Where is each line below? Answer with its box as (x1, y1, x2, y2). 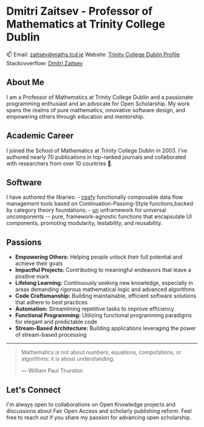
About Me (6, 77, 44, 88)
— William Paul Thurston (21, 367, 83, 375)
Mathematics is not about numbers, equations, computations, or (21, 349, 182, 356)
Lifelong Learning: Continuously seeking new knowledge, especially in (15, 279, 193, 287)
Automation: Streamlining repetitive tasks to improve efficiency (15, 305, 174, 312)
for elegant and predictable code (15, 318, 98, 326)
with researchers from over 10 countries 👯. (6, 160, 113, 167)
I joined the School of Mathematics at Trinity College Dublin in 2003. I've (6, 146, 188, 154)
